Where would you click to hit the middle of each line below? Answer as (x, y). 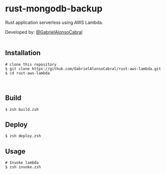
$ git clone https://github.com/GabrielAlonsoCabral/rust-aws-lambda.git (83, 69)
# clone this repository (31, 64)
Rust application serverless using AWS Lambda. (54, 22)
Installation (23, 53)
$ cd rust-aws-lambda (28, 73)
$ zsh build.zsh (22, 109)
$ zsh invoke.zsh (23, 167)
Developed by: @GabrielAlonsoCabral (44, 32)
